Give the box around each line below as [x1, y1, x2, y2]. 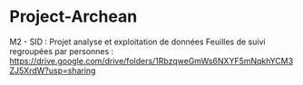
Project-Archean [9, 6, 138, 27]
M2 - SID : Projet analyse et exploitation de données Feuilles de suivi [9, 36, 266, 47]
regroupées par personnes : [9, 45, 114, 56]
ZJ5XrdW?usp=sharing [9, 65, 96, 76]
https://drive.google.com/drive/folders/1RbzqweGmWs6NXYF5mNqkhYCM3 [9, 55, 294, 66]
